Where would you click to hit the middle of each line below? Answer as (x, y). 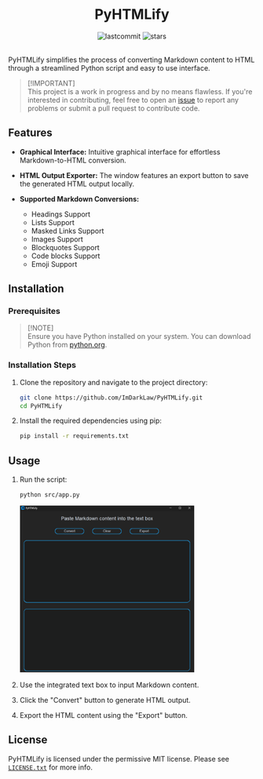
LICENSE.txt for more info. (50, 767)
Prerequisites (34, 311)
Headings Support (61, 214)
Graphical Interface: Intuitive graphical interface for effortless (120, 151)
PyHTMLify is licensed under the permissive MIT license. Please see (119, 759)
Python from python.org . (67, 345)
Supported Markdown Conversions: (79, 198)
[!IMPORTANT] (51, 83)
